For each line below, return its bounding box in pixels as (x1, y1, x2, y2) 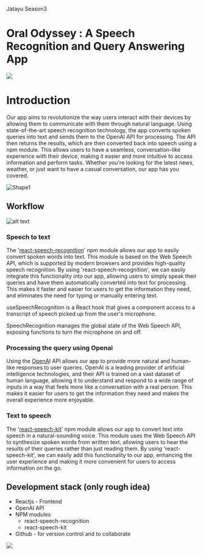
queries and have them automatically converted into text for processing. (6, 278, 188, 286)
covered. (6, 172, 29, 179)
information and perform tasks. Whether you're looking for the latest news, (6, 158, 194, 166)
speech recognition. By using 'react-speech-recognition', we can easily (6, 266, 186, 273)
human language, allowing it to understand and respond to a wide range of (6, 377, 194, 384)
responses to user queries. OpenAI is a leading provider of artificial (16, 364, 185, 371)
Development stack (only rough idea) (6, 481, 151, 492)
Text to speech (6, 411, 52, 420)
